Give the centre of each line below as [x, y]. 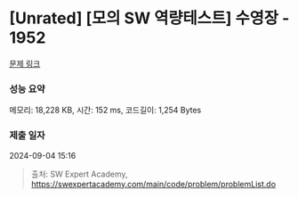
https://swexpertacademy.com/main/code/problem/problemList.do [153, 184]
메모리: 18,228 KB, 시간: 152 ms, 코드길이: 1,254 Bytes [105, 110]
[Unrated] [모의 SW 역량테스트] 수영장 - [149, 18]
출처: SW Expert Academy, [79, 174]
